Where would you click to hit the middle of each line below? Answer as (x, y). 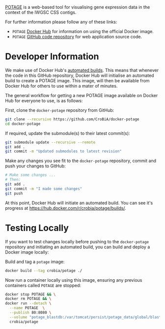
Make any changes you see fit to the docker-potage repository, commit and (81, 161)
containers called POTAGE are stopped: (43, 285)
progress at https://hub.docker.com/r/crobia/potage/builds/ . (66, 208)
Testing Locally (37, 228)
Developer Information (52, 57)
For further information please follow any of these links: (61, 22)
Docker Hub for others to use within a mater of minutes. (61, 86)
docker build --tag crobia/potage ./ (44, 270)
